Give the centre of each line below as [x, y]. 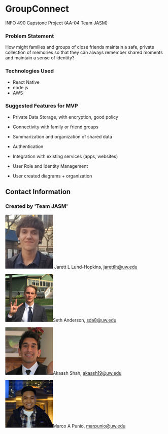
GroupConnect [37, 9]
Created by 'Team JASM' [37, 206]
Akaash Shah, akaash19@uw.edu [87, 373]
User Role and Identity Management [50, 166]
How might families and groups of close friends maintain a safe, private [80, 47]
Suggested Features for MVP [42, 106]
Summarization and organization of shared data [62, 136]
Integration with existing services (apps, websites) [65, 156]
